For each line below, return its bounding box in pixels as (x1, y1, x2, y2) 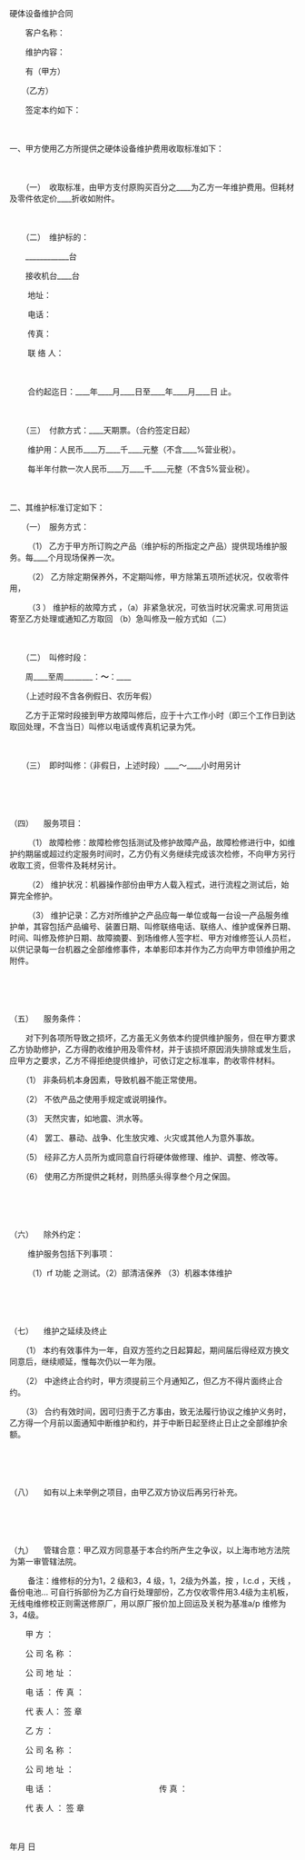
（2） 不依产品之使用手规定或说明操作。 (25, 1094, 172, 1104)
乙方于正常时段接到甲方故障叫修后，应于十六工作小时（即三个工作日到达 (25, 710, 296, 721)
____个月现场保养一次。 (33, 552, 120, 562)
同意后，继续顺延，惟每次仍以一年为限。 (9, 1357, 161, 1367)
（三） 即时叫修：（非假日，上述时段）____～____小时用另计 (25, 760, 242, 771)
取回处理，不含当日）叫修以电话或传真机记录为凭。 (9, 721, 201, 731)
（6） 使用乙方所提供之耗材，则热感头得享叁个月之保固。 (25, 1171, 236, 1181)
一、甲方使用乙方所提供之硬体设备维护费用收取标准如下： (9, 144, 224, 154)
